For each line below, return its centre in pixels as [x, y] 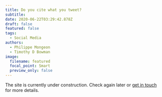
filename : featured [30, 61]
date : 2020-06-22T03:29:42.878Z [39, 19]
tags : [11, 33]
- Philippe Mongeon [30, 47]
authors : [14, 43]
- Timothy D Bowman [30, 52]
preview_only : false [31, 71]
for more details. [22, 90]
